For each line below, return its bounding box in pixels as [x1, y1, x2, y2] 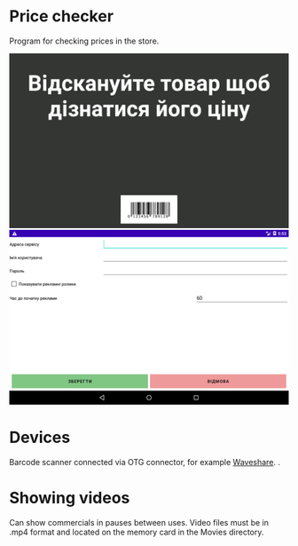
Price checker [9, 6, 114, 27]
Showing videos [9, 488, 130, 508]
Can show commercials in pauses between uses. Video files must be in [9, 517, 269, 527]
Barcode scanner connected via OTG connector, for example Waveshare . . [9, 456, 281, 467]
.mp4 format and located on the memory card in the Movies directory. [9, 526, 264, 537]
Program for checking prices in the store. [9, 36, 160, 46]
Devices [9, 428, 71, 447]
